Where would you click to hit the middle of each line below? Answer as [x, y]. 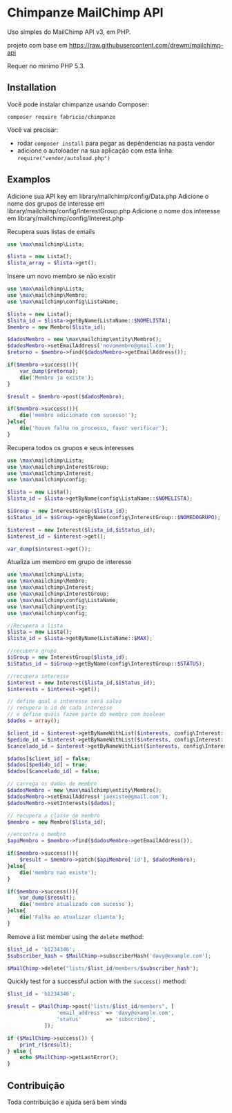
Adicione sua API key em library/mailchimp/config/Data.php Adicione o [108, 196]
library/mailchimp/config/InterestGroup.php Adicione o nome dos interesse [114, 211]
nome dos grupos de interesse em [56, 203]
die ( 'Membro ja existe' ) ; [57, 378]
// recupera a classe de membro [54, 815]
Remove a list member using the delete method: [76, 936]
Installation [32, 88]
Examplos [29, 180]
